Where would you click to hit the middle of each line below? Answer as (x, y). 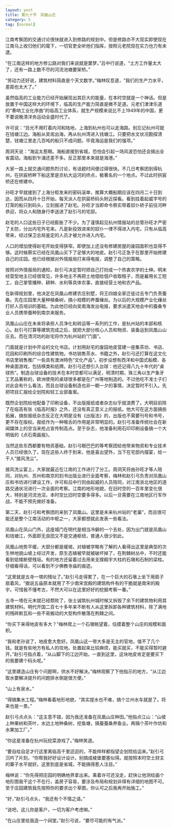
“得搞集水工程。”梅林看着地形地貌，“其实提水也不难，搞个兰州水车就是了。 (83, 700)
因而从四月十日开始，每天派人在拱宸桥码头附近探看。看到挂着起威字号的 (90, 199)
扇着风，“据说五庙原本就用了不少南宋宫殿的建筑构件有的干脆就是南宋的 (80, 583)
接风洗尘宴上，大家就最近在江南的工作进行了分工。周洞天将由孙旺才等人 (81, 469)
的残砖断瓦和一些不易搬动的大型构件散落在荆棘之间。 (61, 613)
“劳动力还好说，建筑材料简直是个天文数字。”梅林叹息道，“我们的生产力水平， (86, 80)
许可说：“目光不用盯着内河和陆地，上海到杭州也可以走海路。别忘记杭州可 (83, 128)
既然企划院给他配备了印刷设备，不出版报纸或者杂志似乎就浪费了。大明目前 (84, 403)
